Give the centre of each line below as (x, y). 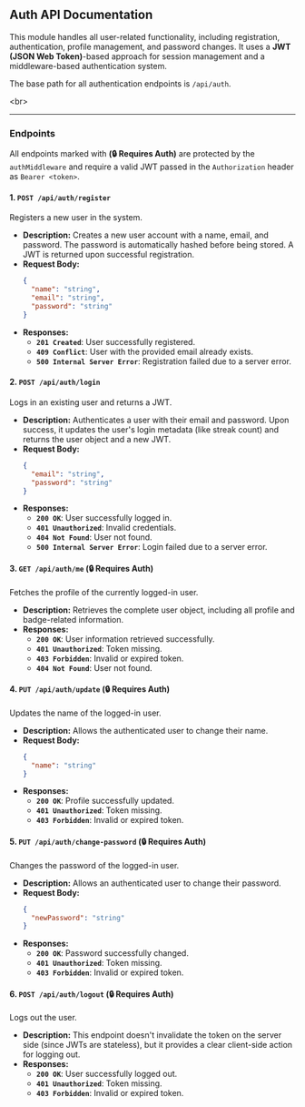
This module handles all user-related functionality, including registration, (145, 36)
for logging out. (51, 1054)
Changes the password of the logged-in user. (94, 865)
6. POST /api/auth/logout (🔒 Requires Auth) (92, 994)
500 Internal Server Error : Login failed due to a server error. (152, 547)
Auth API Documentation (81, 15)
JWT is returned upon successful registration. (108, 255)
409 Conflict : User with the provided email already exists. (145, 351)
